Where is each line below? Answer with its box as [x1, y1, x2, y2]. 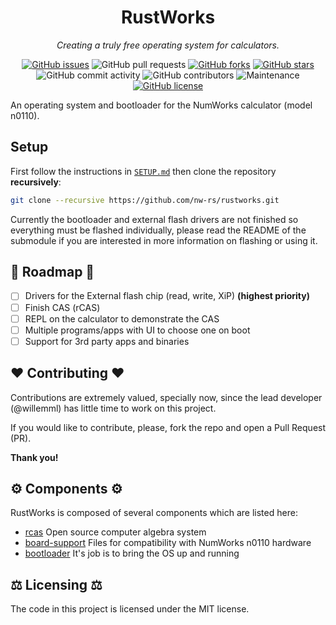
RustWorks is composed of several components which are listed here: [10, 507, 298, 519]
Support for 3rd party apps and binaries [24, 335, 190, 347]
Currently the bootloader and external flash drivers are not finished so [10, 213, 299, 225]
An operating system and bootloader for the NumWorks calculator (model [10, 99, 313, 111]
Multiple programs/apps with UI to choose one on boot [24, 324, 251, 336]
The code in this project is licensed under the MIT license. [10, 603, 250, 615]
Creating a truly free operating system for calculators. [56, 39, 280, 51]
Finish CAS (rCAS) [24, 301, 101, 313]
